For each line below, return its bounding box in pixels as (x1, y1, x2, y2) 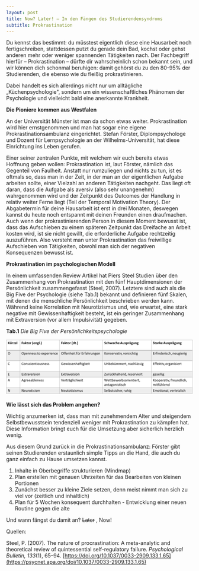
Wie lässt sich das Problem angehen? (6, 401, 101, 408)
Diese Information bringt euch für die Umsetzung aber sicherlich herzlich (6, 425, 185, 433)
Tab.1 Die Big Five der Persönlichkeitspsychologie (6, 328, 127, 335)
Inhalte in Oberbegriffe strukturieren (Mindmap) (14, 467, 131, 474)
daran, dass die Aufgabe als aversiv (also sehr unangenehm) (6, 186, 155, 193)
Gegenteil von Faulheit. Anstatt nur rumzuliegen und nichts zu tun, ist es (6, 167, 182, 175)
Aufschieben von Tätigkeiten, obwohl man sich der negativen (6, 243, 155, 250)
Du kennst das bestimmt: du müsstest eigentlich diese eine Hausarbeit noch (6, 39, 192, 46)
